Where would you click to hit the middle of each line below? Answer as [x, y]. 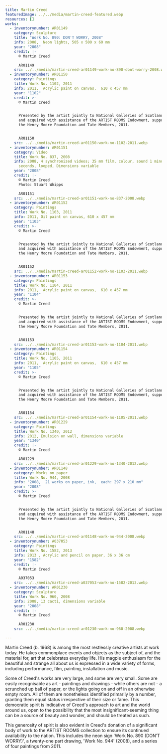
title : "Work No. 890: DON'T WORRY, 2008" [59, 38]
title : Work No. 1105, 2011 [43, 359]
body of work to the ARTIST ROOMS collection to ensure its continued [77, 730]
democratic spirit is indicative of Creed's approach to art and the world [78, 705]
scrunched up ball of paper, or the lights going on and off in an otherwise [80, 689]
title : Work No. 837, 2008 [42, 157]
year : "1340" [28, 441]
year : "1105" [28, 368]
